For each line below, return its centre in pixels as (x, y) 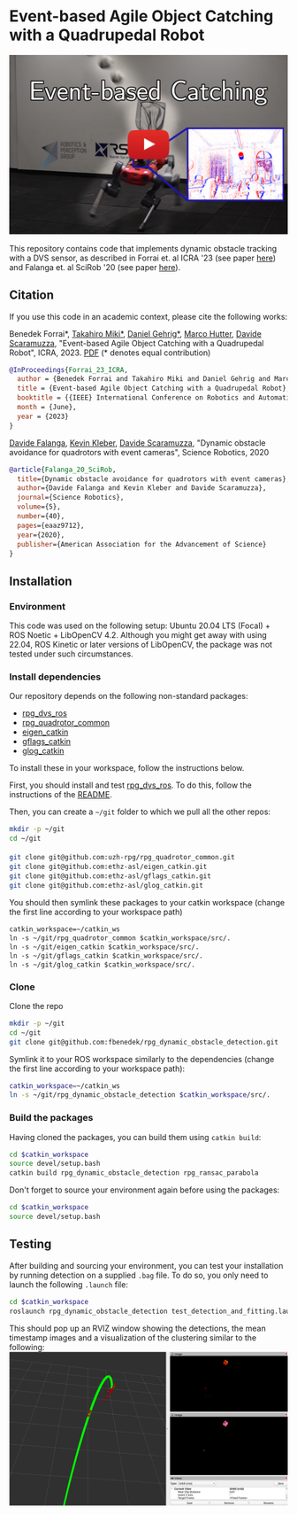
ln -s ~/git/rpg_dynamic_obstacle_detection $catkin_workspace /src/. (140, 1095)
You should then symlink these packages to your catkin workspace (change (147, 902)
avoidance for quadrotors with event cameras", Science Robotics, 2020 (139, 452)
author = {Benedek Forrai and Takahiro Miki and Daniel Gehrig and (144, 379)
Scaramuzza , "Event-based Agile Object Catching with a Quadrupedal (137, 343)
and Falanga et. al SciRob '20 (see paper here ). (95, 267)
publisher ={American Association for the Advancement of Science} (142, 544)
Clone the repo (36, 1006)
